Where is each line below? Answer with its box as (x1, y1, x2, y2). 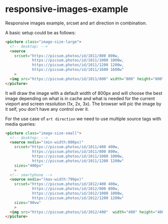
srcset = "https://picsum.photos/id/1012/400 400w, (14, 182, 120, 187)
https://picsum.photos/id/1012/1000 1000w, (31, 191, 124, 196)
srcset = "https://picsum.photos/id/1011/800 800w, (14, 53, 120, 58)
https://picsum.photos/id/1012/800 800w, (31, 186, 120, 192)
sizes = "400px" (14, 163, 43, 168)
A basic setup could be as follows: (5, 29, 76, 35)
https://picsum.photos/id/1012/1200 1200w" (31, 196, 124, 201)
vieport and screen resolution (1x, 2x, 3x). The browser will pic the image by (5, 101, 161, 107)
